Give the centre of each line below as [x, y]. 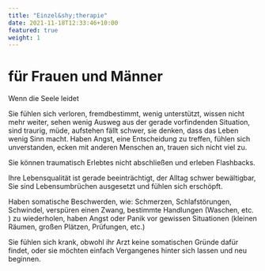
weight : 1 [25, 38]
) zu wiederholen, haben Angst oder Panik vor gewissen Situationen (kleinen [132, 219]
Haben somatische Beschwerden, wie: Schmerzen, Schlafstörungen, [120, 201]
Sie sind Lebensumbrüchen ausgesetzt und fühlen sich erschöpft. [115, 186]
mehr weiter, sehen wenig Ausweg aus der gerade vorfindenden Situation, [129, 122]
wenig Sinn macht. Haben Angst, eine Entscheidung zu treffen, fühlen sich [129, 139]
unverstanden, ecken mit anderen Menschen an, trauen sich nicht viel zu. [128, 148]
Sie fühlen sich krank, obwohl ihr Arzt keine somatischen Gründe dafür [123, 243]
